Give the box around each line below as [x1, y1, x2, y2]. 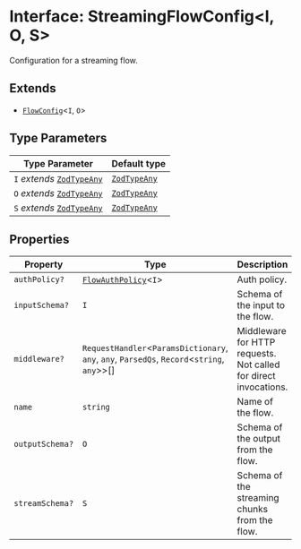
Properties [9, 231, 70, 247]
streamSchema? [13, 499, 74, 509]
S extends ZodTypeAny [13, 202, 103, 214]
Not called [236, 358, 280, 371]
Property [23, 258, 64, 270]
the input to [236, 299, 285, 312]
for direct [236, 370, 276, 382]
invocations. [236, 381, 288, 393]
